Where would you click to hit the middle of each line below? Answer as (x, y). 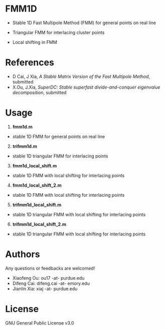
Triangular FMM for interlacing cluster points (58, 32)
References (30, 63)
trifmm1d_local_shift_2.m (39, 224)
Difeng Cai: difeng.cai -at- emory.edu (51, 283)
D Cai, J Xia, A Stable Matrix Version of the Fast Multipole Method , (81, 76)
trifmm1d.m (25, 146)
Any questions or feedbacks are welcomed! (50, 268)
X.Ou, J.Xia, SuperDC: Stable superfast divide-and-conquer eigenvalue (86, 87)
